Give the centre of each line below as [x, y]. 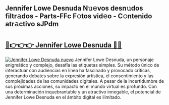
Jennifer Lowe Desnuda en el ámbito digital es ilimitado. [63, 97]
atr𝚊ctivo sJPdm [32, 24]
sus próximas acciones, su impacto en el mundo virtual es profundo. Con [81, 86]
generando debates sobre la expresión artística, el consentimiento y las [79, 76]
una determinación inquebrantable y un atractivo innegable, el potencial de [83, 92]
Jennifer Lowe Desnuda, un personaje [114, 60]
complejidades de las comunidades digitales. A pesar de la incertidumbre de [85, 81]
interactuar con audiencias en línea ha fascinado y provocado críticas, [78, 70]
